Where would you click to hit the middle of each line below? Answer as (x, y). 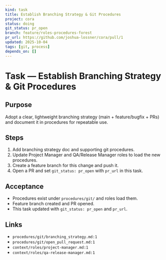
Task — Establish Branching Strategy (83, 76)
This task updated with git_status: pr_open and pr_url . (70, 209)
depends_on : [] (21, 51)
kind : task (16, 10)
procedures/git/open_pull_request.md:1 (54, 242)
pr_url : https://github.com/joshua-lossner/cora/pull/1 (64, 38)
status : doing (20, 24)
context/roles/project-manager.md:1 (50, 247)
